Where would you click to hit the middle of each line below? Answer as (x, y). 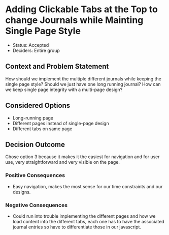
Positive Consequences (35, 175)
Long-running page (33, 118)
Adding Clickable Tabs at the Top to (82, 9)
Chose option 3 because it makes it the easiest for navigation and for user (82, 157)
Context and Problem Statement (57, 66)
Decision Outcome (35, 144)
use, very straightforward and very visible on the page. (63, 162)
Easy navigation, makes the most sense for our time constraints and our (88, 186)
